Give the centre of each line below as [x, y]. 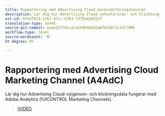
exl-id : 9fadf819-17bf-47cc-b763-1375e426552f [54, 19]
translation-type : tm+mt [30, 23]
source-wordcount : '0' [28, 37]
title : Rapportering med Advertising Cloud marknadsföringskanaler [76, 10]
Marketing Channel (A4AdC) [64, 80]
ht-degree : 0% [20, 42]
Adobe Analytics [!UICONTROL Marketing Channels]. [59, 99]
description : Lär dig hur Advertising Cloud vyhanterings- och [71, 14]
